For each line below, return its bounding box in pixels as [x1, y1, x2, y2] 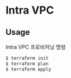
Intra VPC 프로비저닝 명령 [5, 44, 66, 50]
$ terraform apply [5, 66, 51, 72]
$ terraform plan [5, 60, 49, 67]
